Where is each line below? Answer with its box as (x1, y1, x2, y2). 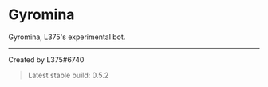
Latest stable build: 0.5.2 (27, 70, 109, 80)
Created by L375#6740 (8, 54, 85, 65)
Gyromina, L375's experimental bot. (8, 32, 126, 42)
